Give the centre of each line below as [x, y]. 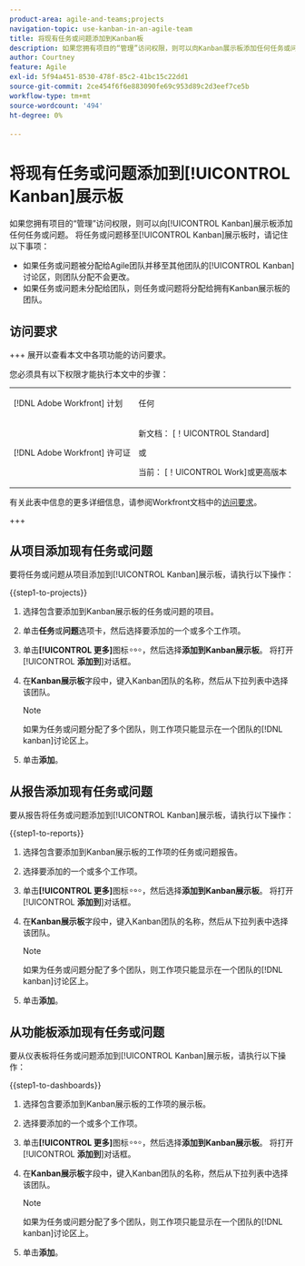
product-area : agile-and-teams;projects [87, 19]
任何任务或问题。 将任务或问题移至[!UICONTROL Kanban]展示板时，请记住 [149, 235]
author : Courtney [42, 58]
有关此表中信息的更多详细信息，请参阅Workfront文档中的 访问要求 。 [136, 501]
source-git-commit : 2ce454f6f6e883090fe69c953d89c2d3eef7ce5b [129, 86]
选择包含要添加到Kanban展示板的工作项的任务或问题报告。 [133, 852]
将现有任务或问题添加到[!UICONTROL [150, 174]
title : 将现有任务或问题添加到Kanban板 [76, 38]
